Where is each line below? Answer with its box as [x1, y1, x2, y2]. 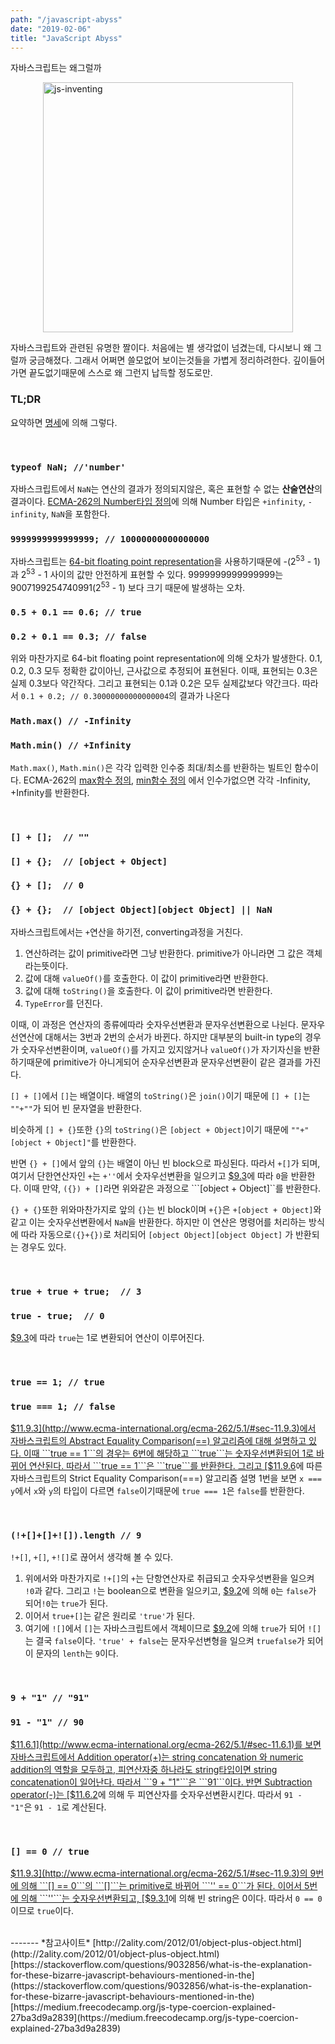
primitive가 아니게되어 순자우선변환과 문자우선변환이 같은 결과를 [53, 1056, 303, 1068]
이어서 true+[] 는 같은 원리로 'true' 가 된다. [24, 1610, 196, 1622]
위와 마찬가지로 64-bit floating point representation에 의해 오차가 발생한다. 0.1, [10, 652, 323, 665]
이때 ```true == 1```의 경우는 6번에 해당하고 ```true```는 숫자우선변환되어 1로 [23, 1447, 315, 1460]
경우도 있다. [20, 1241, 67, 1253]
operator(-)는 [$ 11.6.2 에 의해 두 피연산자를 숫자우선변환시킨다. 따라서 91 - [10, 1788, 303, 1800]
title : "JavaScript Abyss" [10, 33, 123, 43]
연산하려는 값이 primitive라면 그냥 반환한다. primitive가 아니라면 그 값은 [24, 947, 305, 959]
